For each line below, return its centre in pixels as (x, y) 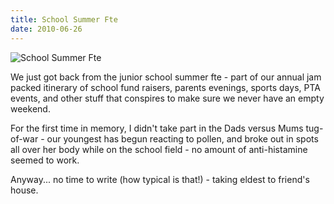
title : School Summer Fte (64, 19)
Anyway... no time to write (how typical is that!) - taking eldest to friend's (160, 179)
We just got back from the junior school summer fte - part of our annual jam (166, 77)
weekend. (30, 108)
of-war (24, 138)
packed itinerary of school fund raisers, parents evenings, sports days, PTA (165, 87)
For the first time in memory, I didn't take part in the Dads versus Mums (157, 128)
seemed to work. (45, 160)
